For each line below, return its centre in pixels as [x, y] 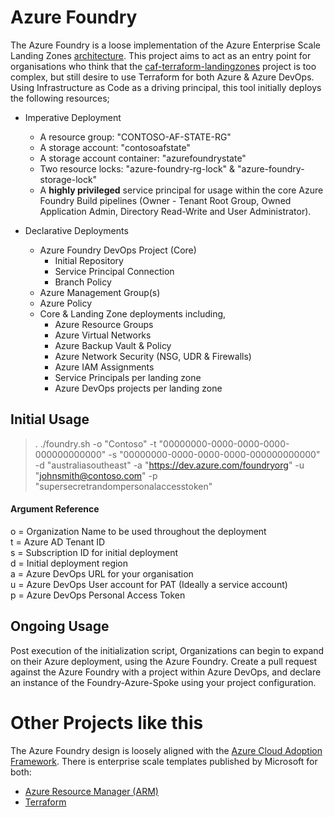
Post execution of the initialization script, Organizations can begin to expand [167, 650]
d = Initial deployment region [69, 563]
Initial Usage [50, 419]
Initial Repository [89, 260]
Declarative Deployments [76, 230]
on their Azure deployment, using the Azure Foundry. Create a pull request [164, 661]
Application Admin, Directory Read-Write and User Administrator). [175, 211]
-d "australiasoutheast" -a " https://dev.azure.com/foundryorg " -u [169, 465]
